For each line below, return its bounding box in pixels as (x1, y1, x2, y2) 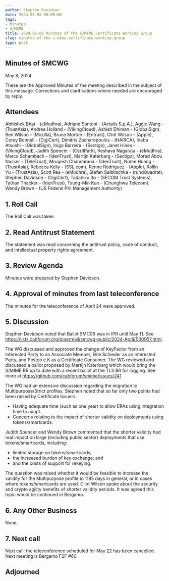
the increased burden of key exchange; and (12, 455, 103, 461)
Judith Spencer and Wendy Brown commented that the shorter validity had (5, 429, 161, 435)
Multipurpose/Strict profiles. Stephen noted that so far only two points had (5, 388, 160, 394)
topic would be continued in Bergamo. (5, 492, 85, 498)
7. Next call (5, 534, 40, 543)
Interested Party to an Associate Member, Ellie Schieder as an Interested (5, 352, 156, 358)
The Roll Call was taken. (5, 213, 55, 220)
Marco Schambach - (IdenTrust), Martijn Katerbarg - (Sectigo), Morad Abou (5, 153, 162, 159)
